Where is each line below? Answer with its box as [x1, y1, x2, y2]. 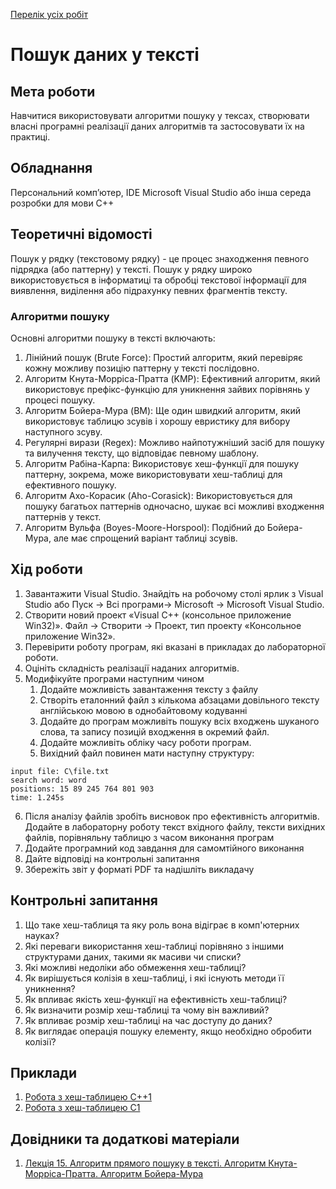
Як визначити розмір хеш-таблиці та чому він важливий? [24, 1004, 270, 1016]
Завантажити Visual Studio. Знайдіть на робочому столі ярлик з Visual [24, 587, 324, 599]
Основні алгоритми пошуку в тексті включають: [10, 332, 216, 344]
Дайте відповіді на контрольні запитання [24, 852, 200, 864]
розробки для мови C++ [10, 197, 115, 209]
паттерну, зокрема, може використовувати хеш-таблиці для [24, 468, 283, 480]
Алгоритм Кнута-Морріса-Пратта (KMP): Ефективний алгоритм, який [24, 372, 321, 384]
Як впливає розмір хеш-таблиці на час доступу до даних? [24, 1014, 273, 1026]
